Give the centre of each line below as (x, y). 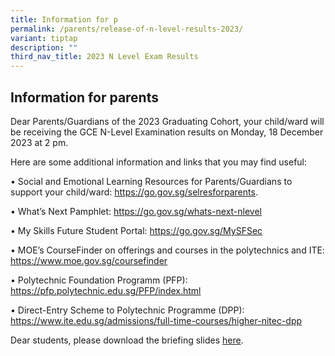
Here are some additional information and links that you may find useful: (159, 162)
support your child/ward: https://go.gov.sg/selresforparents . (134, 192)
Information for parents (84, 97)
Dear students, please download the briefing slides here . (127, 340)
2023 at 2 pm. (39, 142)
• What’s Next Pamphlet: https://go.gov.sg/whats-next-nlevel (136, 211)
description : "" (44, 47)
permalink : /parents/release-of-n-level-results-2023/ (127, 29)
